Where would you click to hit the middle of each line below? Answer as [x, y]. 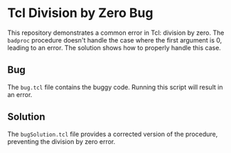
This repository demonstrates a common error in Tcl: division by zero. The [116, 33]
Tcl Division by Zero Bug [80, 13]
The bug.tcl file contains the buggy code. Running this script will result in [115, 87]
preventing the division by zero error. [61, 141]
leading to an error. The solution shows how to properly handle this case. [114, 47]
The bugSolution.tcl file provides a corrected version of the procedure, [113, 134]
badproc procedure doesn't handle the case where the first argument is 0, [115, 40]
